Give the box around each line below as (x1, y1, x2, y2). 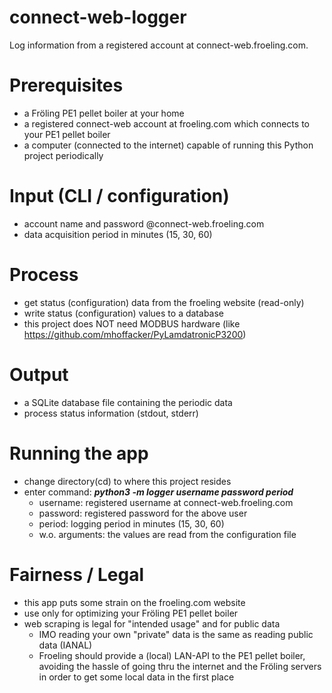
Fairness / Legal (9, 563, 145, 586)
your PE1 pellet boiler (23, 128, 111, 140)
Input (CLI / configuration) (9, 185, 230, 208)
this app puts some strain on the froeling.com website (23, 596, 246, 608)
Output (9, 363, 69, 386)
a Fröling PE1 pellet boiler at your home (23, 107, 185, 119)
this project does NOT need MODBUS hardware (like (23, 317, 241, 330)
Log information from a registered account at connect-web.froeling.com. (9, 39, 309, 51)
